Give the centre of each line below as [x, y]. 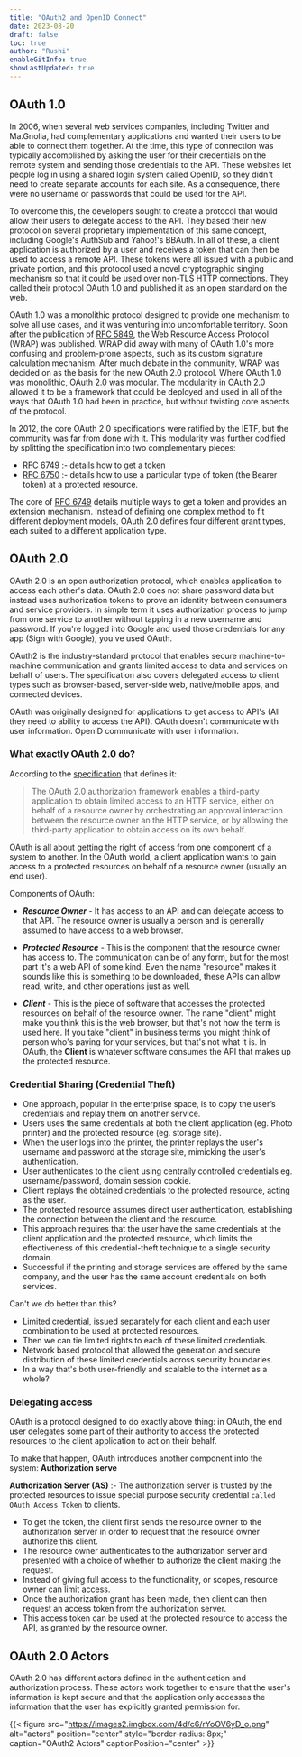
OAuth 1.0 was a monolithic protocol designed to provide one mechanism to [150, 315]
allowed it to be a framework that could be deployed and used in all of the [146, 391]
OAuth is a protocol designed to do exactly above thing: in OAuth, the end [146, 1422]
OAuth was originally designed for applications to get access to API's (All [145, 711]
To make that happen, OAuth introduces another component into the [136, 1458]
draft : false [34, 34]
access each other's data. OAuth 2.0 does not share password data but [142, 590]
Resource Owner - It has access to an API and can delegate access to [153, 911]
